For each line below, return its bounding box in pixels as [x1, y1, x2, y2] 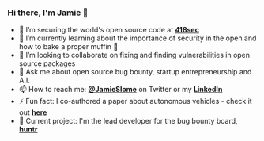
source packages [18, 59, 76, 68]
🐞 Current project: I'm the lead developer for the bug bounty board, [18, 116, 238, 126]
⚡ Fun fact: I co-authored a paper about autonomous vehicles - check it [18, 97, 252, 106]
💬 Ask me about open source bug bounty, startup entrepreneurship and [18, 67, 252, 77]
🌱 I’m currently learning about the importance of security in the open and [18, 33, 257, 43]
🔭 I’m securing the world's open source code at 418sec [18, 25, 199, 35]
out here [18, 108, 47, 117]
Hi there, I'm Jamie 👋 [7, 7, 89, 18]
